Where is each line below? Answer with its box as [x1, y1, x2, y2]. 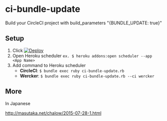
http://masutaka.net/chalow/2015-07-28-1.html [5, 110, 102, 116]
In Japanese [5, 100, 31, 106]
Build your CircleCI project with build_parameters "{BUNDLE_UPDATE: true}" [5, 20, 162, 26]
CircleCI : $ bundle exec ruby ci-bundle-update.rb [19, 67, 125, 73]
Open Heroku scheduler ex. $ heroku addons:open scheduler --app [12, 53, 153, 59]
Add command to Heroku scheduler [12, 62, 86, 68]
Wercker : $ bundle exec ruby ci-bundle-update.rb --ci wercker [19, 73, 155, 79]
